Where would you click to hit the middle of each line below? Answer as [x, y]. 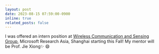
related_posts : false [27, 23]
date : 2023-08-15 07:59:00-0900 [38, 14]
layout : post [18, 9]
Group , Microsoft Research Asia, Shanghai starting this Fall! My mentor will [79, 42]
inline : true [18, 18]
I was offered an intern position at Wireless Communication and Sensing [77, 36]
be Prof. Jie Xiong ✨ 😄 [27, 46]
